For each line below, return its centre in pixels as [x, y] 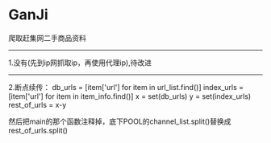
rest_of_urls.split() [38, 130]
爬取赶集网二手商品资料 [47, 38]
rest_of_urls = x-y [38, 104]
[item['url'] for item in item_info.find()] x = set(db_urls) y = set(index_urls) [130, 96]
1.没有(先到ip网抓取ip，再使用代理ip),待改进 [80, 63]
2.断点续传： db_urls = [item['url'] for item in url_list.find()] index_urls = [126, 87]
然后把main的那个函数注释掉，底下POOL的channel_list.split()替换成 [120, 121]
